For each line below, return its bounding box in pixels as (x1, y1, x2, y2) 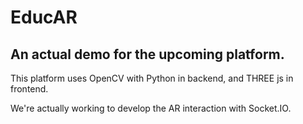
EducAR (10, 6, 78, 29)
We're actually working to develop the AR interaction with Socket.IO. (10, 102, 292, 114)
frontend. (10, 83, 49, 95)
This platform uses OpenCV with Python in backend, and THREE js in (10, 72, 294, 84)
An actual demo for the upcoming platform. (10, 46, 285, 63)
